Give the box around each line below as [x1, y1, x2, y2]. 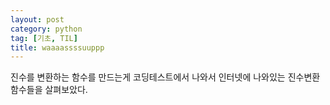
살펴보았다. [44, 84, 88, 96]
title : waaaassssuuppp [10, 42, 105, 53]
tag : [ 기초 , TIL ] [10, 33, 78, 43]
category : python [10, 24, 83, 34]
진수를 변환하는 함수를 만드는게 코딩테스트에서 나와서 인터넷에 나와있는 [10, 71, 286, 83]
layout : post [10, 14, 65, 25]
